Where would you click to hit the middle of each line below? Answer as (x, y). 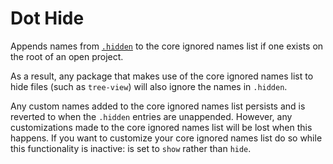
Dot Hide (47, 18)
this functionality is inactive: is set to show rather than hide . (131, 148)
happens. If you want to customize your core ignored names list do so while (166, 138)
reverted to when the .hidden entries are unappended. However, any (151, 116)
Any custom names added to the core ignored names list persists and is (158, 106)
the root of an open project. (67, 56)
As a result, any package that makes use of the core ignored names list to (162, 76)
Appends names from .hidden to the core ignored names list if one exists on (167, 46)
